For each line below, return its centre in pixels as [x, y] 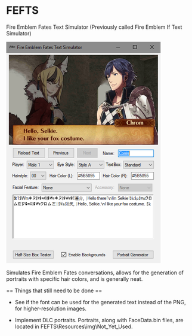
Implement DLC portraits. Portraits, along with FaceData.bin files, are [99, 320]
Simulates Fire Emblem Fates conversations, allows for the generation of [95, 273]
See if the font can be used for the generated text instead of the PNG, [100, 302]
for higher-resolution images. [50, 308]
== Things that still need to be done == [54, 290]
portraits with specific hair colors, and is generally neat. [75, 279]
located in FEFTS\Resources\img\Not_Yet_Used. [74, 326]
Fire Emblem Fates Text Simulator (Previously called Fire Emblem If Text [94, 27]
